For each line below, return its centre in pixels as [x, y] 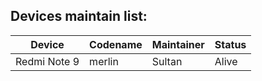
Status [230, 44]
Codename [116, 44]
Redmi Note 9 [47, 61]
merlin [104, 61]
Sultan [167, 61]
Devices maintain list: [79, 16]
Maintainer [178, 44]
